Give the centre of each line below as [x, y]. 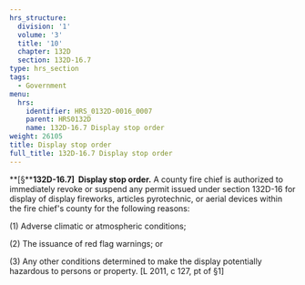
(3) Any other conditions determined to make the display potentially [136, 261]
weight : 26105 [36, 137]
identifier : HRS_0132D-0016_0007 [89, 111]
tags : [20, 77]
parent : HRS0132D [59, 119]
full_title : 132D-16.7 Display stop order [91, 153]
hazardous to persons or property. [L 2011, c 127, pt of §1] [117, 270]
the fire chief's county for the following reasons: [100, 208]
